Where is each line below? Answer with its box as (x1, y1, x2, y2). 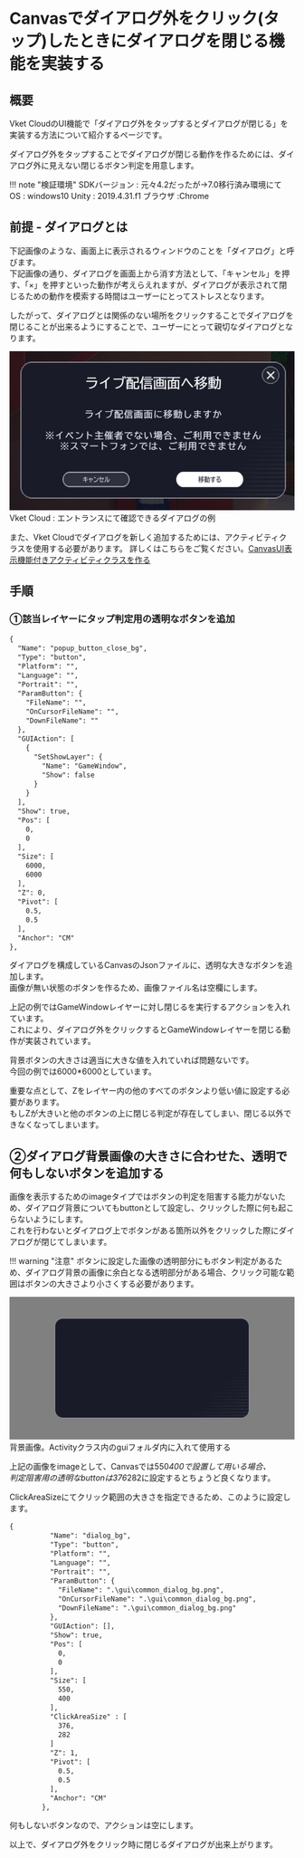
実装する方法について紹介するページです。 (9, 129, 167, 140)
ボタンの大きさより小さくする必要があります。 (24, 1279, 199, 1289)
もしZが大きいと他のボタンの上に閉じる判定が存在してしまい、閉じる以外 (9, 1108, 284, 1119)
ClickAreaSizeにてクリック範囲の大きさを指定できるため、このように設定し (9, 1491, 291, 1503)
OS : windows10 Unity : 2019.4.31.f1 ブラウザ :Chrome (9, 191, 210, 201)
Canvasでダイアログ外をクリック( (9, 8, 264, 29)
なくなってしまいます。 (16, 1119, 104, 1130)
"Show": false (42, 771, 95, 780)
